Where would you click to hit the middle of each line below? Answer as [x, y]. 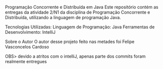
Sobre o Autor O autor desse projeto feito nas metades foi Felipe [70, 42]
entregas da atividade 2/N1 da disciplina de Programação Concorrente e [78, 12]
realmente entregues [26, 61]
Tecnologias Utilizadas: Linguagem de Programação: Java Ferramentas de [80, 27]
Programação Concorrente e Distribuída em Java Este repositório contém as [82, 7]
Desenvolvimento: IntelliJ [30, 32]
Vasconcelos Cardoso [27, 47]
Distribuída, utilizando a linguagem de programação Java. [63, 17]
